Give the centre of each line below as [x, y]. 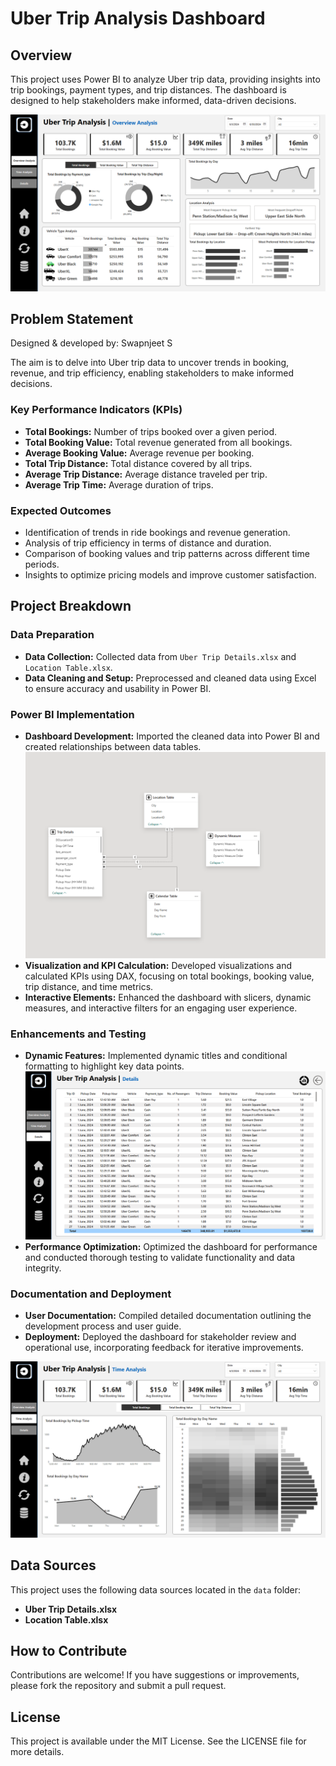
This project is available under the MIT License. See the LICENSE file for [158, 1741]
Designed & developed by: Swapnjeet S [91, 343]
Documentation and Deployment [91, 1294]
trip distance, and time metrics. [89, 987]
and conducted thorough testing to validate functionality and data [160, 1258]
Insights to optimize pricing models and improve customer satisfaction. [170, 574]
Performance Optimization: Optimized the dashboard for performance [171, 1247]
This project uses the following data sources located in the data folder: [156, 1589]
